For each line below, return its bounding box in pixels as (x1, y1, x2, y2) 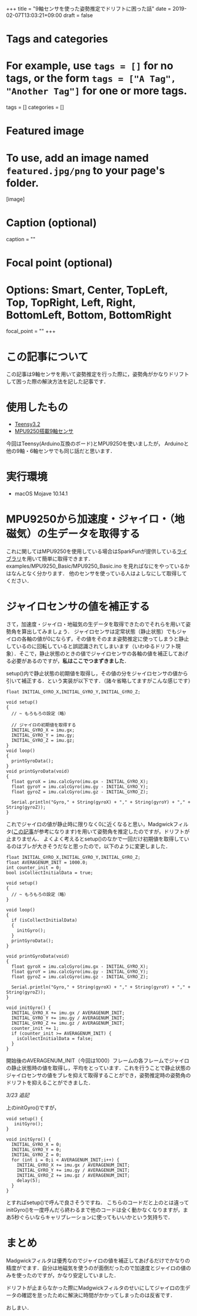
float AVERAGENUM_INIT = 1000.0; (6, 859, 88, 865)
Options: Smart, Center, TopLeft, (6, 283, 168, 296)
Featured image (6, 124, 84, 138)
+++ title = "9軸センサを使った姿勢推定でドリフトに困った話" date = (6, 5, 172, 12)
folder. (6, 176, 39, 189)
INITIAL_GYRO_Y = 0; (11, 1147, 62, 1152)
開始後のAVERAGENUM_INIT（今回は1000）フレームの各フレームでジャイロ (6, 1057, 190, 1064)
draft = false (63, 12, 93, 19)
